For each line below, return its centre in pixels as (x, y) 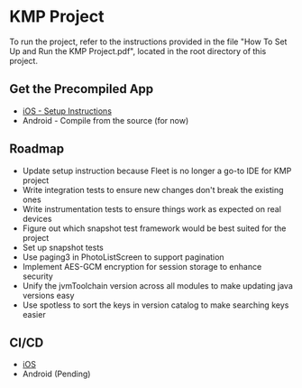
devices (37, 218)
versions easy (48, 295)
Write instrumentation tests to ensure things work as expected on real (152, 208)
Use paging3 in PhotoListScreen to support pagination (123, 257)
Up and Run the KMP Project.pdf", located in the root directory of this (138, 51)
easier (34, 314)
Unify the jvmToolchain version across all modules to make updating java (157, 285)
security (38, 276)
